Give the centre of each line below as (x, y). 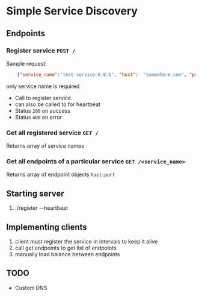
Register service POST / (41, 51)
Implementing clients (47, 227)
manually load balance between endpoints (67, 254)
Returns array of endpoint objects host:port (61, 175)
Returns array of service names (45, 146)
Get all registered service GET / (53, 133)
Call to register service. (44, 98)
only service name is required (43, 86)
